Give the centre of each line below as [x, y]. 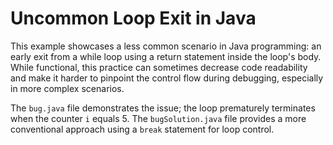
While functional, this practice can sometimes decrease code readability [159, 67]
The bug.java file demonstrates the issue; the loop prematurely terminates [163, 108]
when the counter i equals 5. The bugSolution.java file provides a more [158, 118]
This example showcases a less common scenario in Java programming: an [166, 46]
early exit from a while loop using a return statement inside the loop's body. [166, 56]
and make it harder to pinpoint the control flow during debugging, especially [167, 78]
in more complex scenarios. [67, 88]
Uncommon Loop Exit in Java [133, 18]
